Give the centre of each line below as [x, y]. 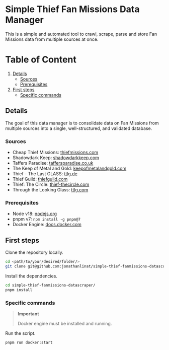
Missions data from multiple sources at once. [52, 39]
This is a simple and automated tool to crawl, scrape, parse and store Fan [81, 34]
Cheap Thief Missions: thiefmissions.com [55, 152]
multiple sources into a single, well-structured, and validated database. [79, 128]
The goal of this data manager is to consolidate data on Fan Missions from [82, 123]
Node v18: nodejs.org [34, 214]
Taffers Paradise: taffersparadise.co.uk [53, 163]
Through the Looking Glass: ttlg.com [50, 189]
